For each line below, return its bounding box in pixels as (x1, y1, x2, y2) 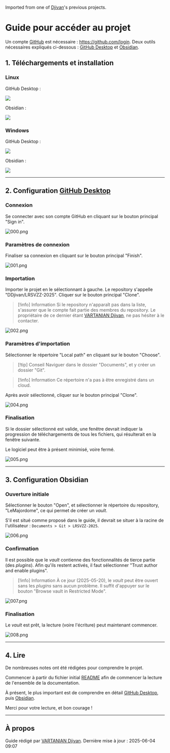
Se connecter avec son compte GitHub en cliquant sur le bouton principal (5, 213, 158, 219)
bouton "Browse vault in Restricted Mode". (17, 588, 107, 594)
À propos (5, 724, 35, 733)
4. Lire (5, 651, 25, 660)
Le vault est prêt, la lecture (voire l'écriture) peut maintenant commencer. (5, 622, 158, 628)
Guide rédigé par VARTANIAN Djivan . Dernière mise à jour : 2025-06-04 (5, 737, 155, 743)
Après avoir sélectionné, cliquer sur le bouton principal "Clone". (5, 392, 138, 398)
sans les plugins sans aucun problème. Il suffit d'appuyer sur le (17, 582, 150, 589)
